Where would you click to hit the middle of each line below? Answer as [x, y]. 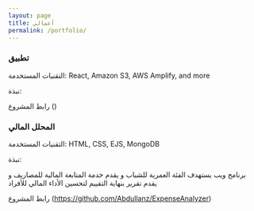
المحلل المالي [32, 126]
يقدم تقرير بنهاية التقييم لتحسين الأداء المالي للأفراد [83, 182]
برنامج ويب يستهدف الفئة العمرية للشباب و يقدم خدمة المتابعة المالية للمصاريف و [127, 175]
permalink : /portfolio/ [48, 30]
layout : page [30, 15]
